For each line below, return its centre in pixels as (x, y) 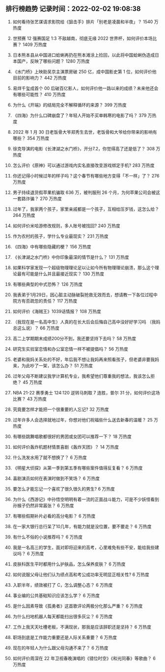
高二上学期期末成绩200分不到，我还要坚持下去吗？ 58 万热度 (74, 338)
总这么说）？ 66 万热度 (36, 328)
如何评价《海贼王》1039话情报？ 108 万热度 (57, 311)
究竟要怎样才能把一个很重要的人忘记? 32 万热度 (61, 409)
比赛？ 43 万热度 (30, 399)
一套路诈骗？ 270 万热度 (37, 198)
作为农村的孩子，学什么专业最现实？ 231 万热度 (60, 236)
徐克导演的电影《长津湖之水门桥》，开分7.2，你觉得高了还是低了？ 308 (84, 148)
